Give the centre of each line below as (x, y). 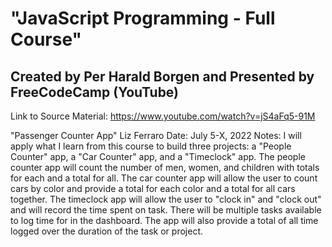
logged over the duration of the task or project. (106, 231)
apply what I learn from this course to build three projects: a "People (151, 146)
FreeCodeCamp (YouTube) (95, 92)
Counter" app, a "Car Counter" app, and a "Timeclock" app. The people (158, 156)
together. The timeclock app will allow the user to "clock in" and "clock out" (166, 199)
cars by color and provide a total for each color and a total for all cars (153, 188)
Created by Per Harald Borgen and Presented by (162, 76)
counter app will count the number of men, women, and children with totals (165, 167)
